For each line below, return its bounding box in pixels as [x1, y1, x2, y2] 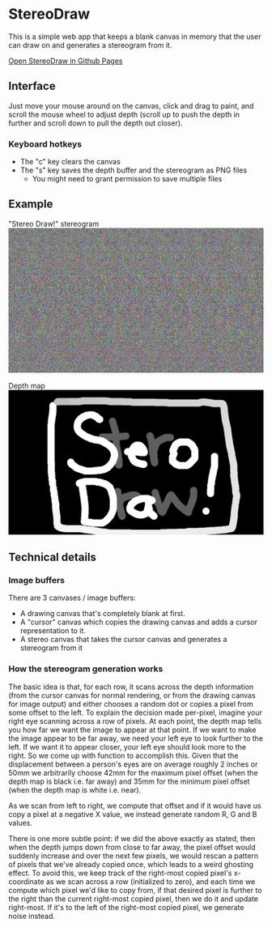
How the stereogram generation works [8, 663, 164, 674]
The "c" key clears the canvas [19, 157, 121, 167]
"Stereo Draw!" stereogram [8, 219, 100, 228]
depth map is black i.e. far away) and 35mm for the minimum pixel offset [8, 776, 250, 786]
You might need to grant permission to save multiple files [32, 174, 223, 184]
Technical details [8, 551, 97, 564]
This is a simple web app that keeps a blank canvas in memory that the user [8, 32, 261, 41]
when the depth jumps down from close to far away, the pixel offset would [8, 842, 257, 852]
